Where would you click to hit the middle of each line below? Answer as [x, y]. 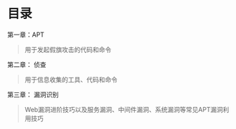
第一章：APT [26, 35]
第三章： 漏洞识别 [33, 94]
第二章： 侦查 [27, 64]
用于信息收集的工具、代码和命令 [71, 79]
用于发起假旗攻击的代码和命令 [68, 49]
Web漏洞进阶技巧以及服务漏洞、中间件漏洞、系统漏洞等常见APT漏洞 [124, 109]
